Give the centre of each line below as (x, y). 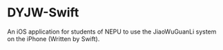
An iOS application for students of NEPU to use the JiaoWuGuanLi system (112, 32)
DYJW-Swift (43, 13)
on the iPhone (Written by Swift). (54, 38)
